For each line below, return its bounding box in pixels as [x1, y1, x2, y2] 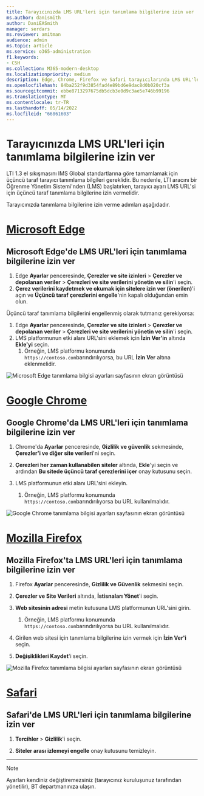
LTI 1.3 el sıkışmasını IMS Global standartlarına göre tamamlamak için [6, 170, 178, 177]
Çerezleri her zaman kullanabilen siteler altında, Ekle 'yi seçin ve [15, 462, 178, 469]
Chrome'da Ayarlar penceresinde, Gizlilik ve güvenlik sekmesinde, [15, 443, 184, 451]
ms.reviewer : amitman [6, 32, 61, 38]
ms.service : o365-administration [6, 49, 91, 55]
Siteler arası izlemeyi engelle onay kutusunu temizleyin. [15, 747, 157, 755]
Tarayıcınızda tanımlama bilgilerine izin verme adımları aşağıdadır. [6, 201, 171, 209]
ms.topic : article [6, 43, 53, 49]
